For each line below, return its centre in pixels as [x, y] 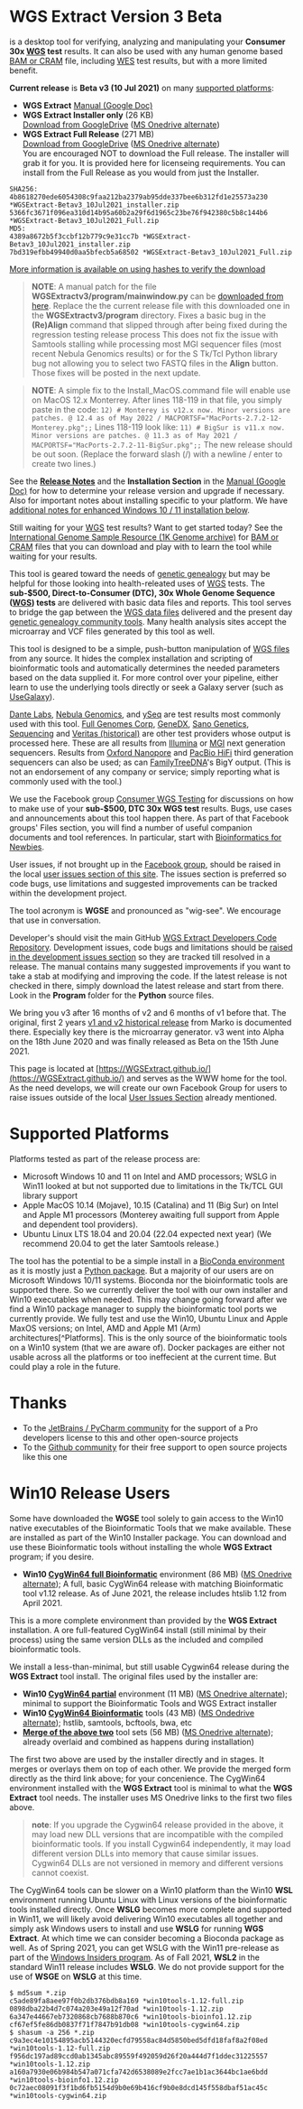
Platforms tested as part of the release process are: [105, 1158]
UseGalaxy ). [32, 696]
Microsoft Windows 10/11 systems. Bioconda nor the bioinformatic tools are [149, 1280]
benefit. [24, 70]
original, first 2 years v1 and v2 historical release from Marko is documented [151, 1022]
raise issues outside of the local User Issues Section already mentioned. [143, 1097]
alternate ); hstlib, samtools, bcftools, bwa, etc [107, 1723]
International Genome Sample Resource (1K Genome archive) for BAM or [144, 537]
